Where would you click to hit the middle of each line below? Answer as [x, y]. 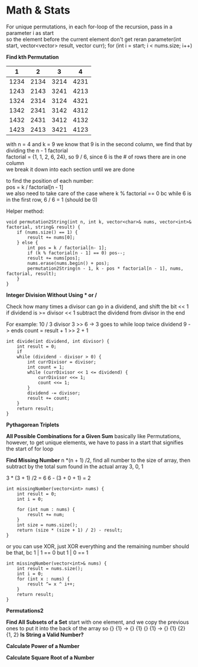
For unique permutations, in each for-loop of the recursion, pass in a [89, 27]
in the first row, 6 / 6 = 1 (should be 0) [52, 199]
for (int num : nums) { [46, 509]
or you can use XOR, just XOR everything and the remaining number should [98, 546]
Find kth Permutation [33, 57]
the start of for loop [30, 449]
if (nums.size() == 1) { [47, 232]
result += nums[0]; [51, 237]
